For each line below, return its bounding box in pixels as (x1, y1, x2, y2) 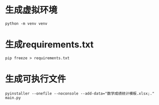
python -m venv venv (5, 21, 48, 26)
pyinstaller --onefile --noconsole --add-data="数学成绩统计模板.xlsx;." (5, 91, 155, 96)
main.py (5, 95, 21, 100)
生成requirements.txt (5, 39, 94, 50)
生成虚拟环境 (5, 4, 58, 16)
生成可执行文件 (5, 73, 66, 85)
